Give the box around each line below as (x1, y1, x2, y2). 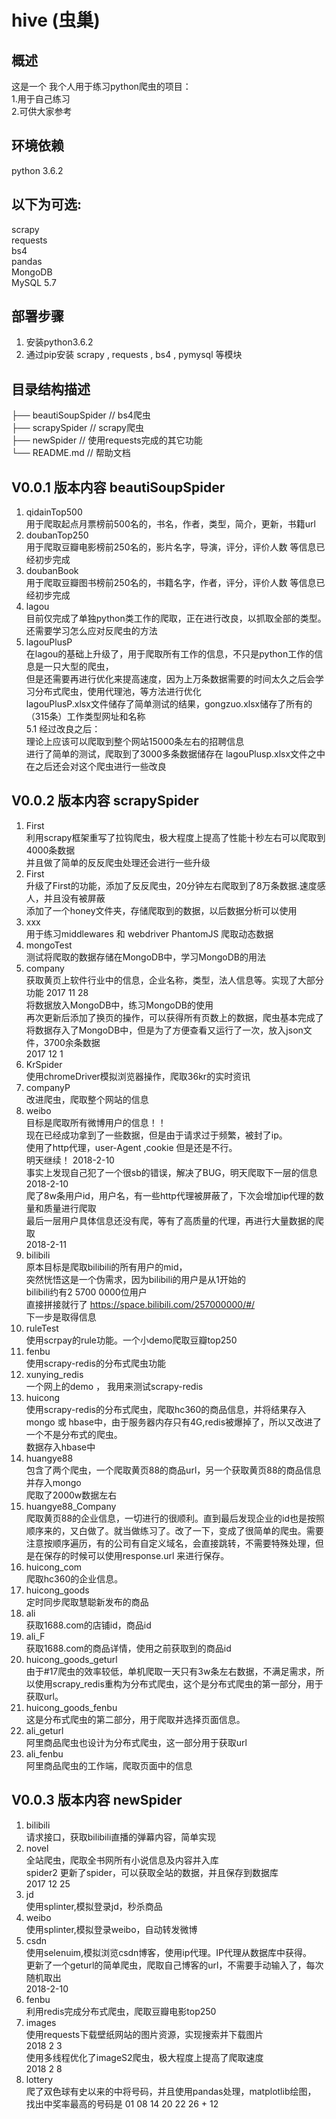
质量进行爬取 (43, 1202, 97, 1214)
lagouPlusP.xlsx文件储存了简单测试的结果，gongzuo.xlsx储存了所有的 (25, 698, 313, 710)
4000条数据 (25, 844, 76, 856)
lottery (25, 2073, 54, 2085)
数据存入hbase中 (25, 1441, 96, 1453)
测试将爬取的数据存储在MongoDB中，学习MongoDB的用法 (25, 951, 266, 963)
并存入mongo (25, 1476, 82, 1488)
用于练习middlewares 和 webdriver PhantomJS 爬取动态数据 (25, 927, 274, 940)
